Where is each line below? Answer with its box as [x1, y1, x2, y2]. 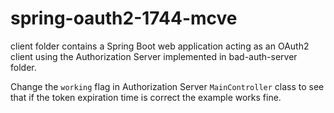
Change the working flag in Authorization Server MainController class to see [10, 80, 325, 92]
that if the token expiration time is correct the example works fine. [10, 91, 282, 103]
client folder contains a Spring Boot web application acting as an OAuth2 [10, 40, 310, 52]
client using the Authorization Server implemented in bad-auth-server [10, 50, 298, 62]
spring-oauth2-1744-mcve [10, 7, 238, 30]
